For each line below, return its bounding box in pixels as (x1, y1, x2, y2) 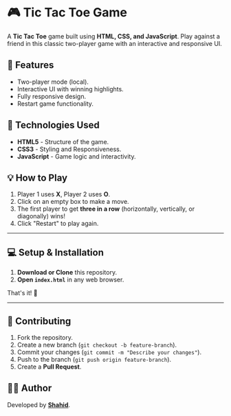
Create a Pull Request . (16, 362, 82, 371)
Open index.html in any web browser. (16, 275, 124, 284)
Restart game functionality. (16, 100, 94, 108)
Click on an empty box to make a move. (16, 198, 129, 206)
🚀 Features (7, 59, 54, 71)
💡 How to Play (7, 172, 67, 183)
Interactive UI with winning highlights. (16, 84, 124, 93)
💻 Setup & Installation (7, 246, 104, 258)
